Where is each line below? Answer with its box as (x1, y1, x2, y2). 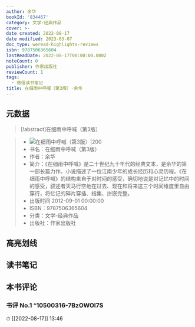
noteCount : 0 (6, 58, 38, 64)
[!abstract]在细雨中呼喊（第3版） (20, 125, 101, 133)
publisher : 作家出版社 (6, 63, 58, 70)
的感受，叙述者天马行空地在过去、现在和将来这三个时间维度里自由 (29, 182, 190, 189)
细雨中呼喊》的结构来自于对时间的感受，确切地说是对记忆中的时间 (29, 175, 190, 182)
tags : (6, 74, 19, 80)
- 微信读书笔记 (11, 80, 44, 86)
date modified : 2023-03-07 (6, 36, 72, 42)
